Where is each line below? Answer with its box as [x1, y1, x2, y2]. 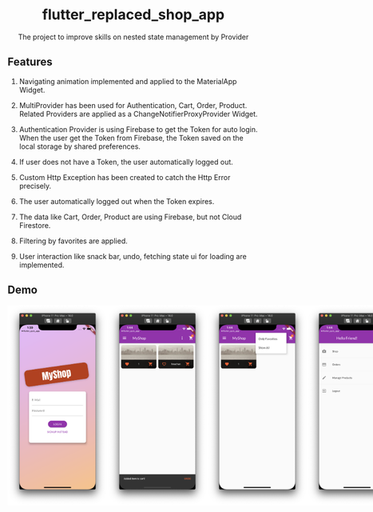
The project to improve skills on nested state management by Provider [18, 32, 249, 42]
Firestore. [18, 220, 51, 230]
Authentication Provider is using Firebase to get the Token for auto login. [18, 124, 258, 134]
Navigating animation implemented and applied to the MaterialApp [18, 76, 237, 86]
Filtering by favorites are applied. [18, 236, 129, 246]
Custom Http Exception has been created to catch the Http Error [18, 172, 231, 182]
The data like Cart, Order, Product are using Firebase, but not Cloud [18, 212, 242, 222]
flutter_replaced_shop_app [42, 6, 225, 24]
